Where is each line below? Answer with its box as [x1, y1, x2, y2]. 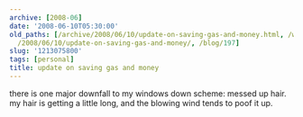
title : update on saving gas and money [9, 64, 160, 73]
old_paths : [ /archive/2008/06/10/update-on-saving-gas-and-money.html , [9, 30, 284, 39]
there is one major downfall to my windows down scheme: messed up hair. [9, 87, 287, 99]
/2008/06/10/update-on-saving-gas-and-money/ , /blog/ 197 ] [17, 38, 241, 48]
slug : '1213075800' [9, 47, 83, 56]
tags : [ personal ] [9, 55, 75, 64]
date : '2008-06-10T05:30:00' [9, 22, 119, 31]
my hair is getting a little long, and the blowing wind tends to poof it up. [9, 97, 273, 108]
